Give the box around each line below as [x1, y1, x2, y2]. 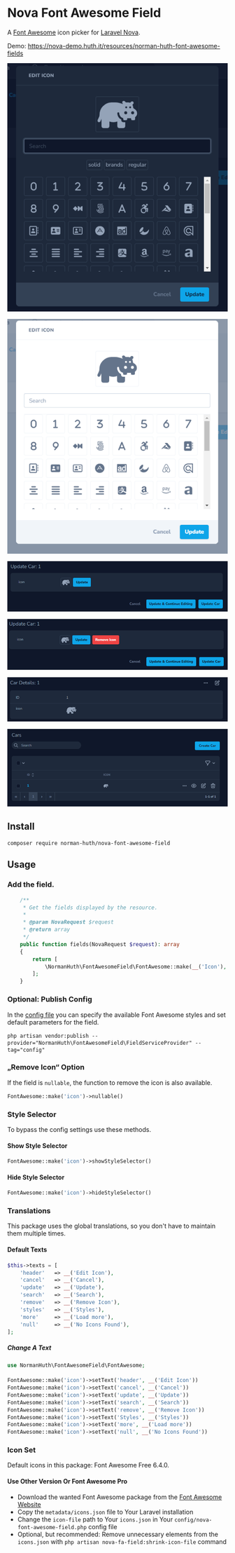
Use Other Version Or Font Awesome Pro [7, 1477, 128, 1486]
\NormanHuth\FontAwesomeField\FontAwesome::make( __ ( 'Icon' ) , [44, 963, 227, 970]
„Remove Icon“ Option [7, 1062, 85, 1072]
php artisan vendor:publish [7, 1032, 90, 1039]
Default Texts [7, 1245, 48, 1254]
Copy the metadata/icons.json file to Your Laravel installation [17, 1507, 194, 1516]
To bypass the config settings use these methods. [7, 1126, 152, 1133]
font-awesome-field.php [17, 1524, 87, 1531]
